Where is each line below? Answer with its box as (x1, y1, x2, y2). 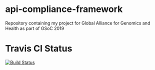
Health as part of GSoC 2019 (5, 25, 64, 31)
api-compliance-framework (5, 3, 123, 15)
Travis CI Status (5, 43, 72, 54)
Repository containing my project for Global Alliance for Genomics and (5, 20, 150, 26)
